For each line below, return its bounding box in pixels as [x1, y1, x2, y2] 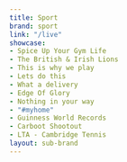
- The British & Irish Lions [9, 55, 119, 64]
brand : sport [9, 22, 59, 31]
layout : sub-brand [9, 139, 78, 148]
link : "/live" [9, 30, 63, 39]
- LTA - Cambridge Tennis [9, 130, 106, 139]
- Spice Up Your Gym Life [9, 47, 106, 56]
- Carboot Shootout [9, 122, 83, 131]
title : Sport [9, 13, 59, 22]
